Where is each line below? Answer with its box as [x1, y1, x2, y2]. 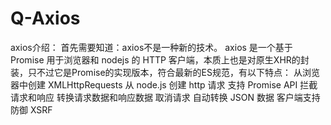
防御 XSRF [10, 103, 53, 116]
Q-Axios [10, 7, 81, 30]
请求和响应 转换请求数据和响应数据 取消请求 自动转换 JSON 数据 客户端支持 [10, 91, 321, 103]
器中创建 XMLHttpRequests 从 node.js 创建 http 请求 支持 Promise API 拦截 [10, 78, 318, 91]
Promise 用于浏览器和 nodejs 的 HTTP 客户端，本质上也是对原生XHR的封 [10, 53, 310, 66]
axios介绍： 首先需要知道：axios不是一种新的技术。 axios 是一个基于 [10, 41, 293, 53]
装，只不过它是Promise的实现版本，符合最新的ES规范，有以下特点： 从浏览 [10, 66, 320, 78]
